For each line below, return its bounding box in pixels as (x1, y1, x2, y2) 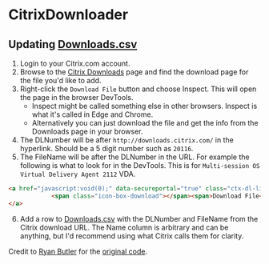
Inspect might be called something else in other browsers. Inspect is (31, 102, 258, 110)
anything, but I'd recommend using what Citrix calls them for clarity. (19, 230, 244, 241)
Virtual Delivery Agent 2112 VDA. (19, 170, 136, 178)
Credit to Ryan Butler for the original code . (8, 246, 148, 256)
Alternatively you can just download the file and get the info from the (31, 118, 259, 127)
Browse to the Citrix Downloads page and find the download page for (19, 67, 249, 77)
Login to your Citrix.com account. (19, 58, 130, 68)
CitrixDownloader (8, 6, 129, 24)
